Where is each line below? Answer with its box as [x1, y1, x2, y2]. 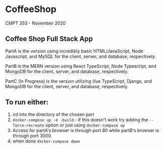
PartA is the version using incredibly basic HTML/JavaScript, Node [5, 48, 143, 54]
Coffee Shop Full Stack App [5, 35, 93, 43]
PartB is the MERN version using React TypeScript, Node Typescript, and [5, 63, 157, 69]
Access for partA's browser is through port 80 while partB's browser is [12, 127, 159, 133]
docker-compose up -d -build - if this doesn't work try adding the [12, 116, 148, 122]
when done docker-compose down [12, 138, 80, 144]
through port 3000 [12, 132, 51, 138]
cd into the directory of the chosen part [12, 111, 95, 117]
